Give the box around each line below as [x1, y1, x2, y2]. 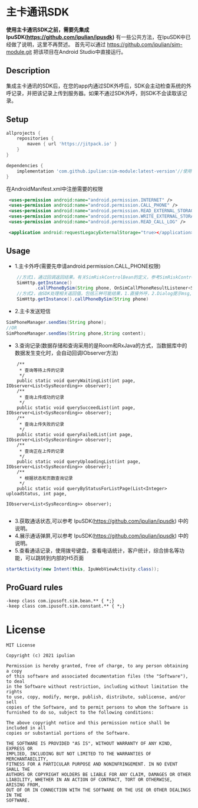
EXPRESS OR [6, 746, 33, 752]
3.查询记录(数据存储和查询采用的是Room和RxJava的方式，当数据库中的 [14, 342, 187, 349]
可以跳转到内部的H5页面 [25, 554, 84, 562]
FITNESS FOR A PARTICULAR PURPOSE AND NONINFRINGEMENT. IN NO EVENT [6, 761, 178, 767]
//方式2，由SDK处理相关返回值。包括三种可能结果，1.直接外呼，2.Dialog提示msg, [16, 291, 193, 297]
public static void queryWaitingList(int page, [16, 378, 136, 384]
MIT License [6, 642, 35, 648]
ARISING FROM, [6, 782, 41, 788]
